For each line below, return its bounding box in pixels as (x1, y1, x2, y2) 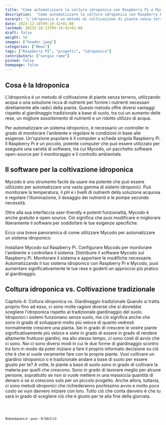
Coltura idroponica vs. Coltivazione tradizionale (5, 285, 156, 294)
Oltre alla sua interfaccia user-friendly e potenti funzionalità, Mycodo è (5, 209, 149, 215)
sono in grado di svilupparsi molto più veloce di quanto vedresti (5, 319, 134, 325)
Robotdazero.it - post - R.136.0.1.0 (5, 417, 57, 422)
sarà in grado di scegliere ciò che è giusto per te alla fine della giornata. (5, 393, 151, 399)
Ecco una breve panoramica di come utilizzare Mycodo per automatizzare (5, 229, 156, 236)
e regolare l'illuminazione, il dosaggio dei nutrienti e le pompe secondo (5, 194, 149, 200)
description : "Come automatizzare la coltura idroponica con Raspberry (5, 12, 158, 17)
